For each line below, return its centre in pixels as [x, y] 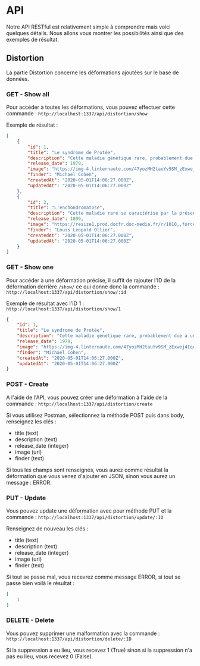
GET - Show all [28, 94]
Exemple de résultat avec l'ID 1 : [45, 303]
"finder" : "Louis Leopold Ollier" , [72, 230]
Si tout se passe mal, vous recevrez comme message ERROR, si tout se [93, 577]
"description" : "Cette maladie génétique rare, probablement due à [102, 336]
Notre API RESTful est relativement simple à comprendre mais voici [88, 27]
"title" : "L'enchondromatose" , [66, 208]
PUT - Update [26, 498]
